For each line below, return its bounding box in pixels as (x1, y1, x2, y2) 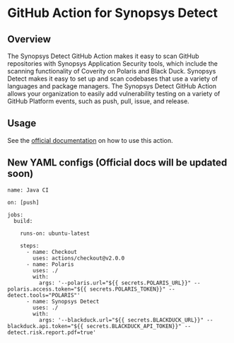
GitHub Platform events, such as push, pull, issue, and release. (7, 97, 189, 105)
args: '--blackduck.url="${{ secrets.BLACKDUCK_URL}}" (38, 316, 204, 323)
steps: (20, 242, 40, 249)
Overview (7, 33, 52, 45)
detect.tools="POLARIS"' (7, 291, 81, 298)
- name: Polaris (25, 260, 74, 268)
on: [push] (7, 199, 40, 206)
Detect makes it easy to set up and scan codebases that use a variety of (7, 74, 218, 83)
